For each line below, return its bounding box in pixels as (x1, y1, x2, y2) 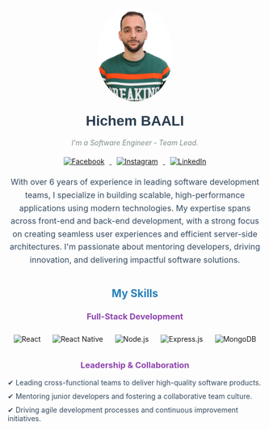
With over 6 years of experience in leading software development (10, 177, 260, 188)
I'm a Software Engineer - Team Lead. (71, 138, 199, 147)
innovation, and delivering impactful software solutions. (29, 253, 241, 265)
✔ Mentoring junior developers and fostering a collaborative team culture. (7, 391, 253, 402)
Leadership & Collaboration (80, 359, 190, 370)
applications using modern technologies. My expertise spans (19, 202, 251, 214)
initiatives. (7, 414, 42, 424)
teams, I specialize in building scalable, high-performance (24, 189, 246, 201)
